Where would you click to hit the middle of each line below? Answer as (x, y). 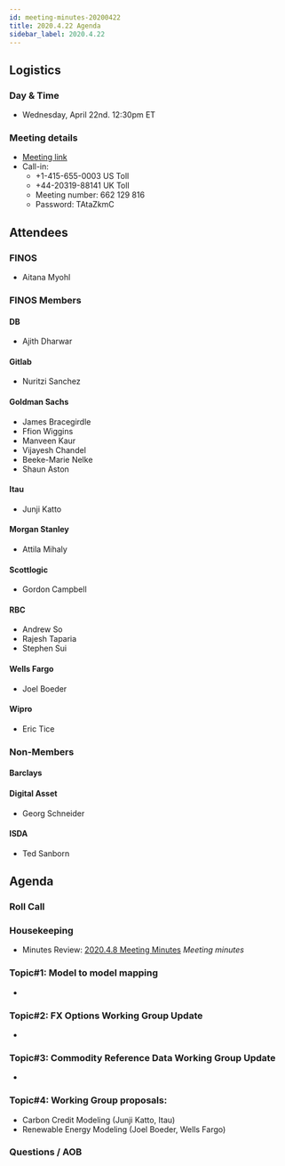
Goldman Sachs (39, 401)
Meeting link (45, 158)
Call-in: (35, 166)
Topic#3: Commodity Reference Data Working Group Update (142, 1057)
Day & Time (34, 95)
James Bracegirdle (56, 421)
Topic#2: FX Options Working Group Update (106, 1016)
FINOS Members (45, 300)
